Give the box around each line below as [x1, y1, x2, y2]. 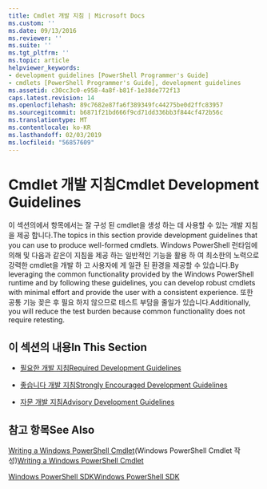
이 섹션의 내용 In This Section [8, 340, 148, 354]
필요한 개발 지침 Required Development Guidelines [19, 363, 181, 373]
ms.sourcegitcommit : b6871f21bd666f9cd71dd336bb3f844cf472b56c [8, 109, 224, 117]
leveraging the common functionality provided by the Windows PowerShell [8, 269, 254, 279]
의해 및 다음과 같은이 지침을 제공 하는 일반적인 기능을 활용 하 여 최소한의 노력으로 [8, 250, 260, 261]
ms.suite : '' [8, 42, 52, 50]
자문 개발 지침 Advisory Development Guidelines [19, 398, 175, 407]
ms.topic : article [8, 57, 70, 65]
